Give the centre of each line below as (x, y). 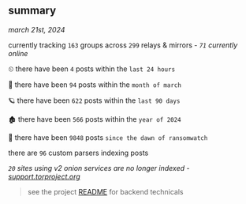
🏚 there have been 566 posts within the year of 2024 (95, 119)
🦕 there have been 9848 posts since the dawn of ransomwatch (108, 137)
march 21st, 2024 (37, 29)
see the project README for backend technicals (105, 191)
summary (32, 11)
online (18, 53)
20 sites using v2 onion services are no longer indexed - (99, 168)
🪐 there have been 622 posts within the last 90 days (94, 100)
